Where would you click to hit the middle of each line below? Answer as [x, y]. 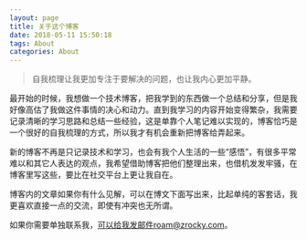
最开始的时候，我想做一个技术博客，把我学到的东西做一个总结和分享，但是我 [153, 99]
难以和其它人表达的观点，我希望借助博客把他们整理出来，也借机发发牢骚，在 [153, 163]
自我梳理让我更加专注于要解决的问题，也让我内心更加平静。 [144, 79]
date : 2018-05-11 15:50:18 [61, 35]
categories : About [44, 52]
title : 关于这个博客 [44, 26]
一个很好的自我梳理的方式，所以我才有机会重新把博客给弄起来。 [129, 132]
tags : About [32, 43]
